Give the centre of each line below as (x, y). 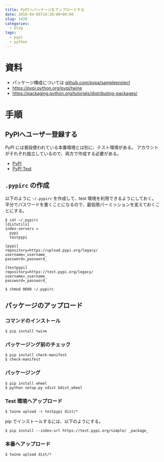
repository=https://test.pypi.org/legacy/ (49, 272)
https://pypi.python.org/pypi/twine (47, 88)
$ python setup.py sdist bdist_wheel (44, 388)
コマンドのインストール (33, 321)
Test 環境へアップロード (34, 401)
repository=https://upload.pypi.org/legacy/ (51, 250)
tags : (11, 33)
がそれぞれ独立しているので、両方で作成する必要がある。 (63, 153)
